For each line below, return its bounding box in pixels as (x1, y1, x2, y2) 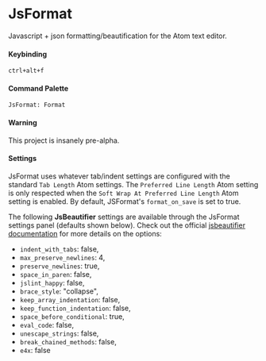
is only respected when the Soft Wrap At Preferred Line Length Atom (8, 188, 239, 198)
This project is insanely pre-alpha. (8, 136, 120, 145)
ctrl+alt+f (8, 67, 44, 75)
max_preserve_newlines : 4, (19, 252, 106, 262)
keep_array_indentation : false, (19, 294, 121, 304)
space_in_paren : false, (19, 269, 92, 278)
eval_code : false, (19, 320, 75, 329)
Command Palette (8, 83, 69, 93)
